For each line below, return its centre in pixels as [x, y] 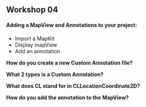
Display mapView [36, 45]
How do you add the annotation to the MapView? [68, 97]
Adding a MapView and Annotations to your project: [72, 25]
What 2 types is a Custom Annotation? [55, 74]
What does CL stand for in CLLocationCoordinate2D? [73, 85]
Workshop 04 [32, 10]
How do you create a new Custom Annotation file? [69, 63]
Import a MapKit [35, 38]
